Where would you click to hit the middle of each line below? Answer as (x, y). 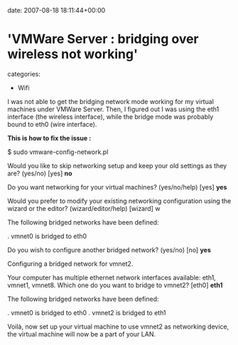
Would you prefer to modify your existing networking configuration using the (119, 201)
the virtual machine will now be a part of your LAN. (82, 334)
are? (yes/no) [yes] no (40, 173)
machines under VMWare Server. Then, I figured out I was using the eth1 (113, 109)
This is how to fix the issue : (49, 138)
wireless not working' (73, 55)
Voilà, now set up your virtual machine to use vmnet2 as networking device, (118, 326)
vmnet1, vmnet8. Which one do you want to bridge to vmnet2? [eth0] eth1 (115, 285)
